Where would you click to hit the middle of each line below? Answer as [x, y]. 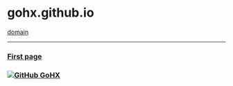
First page [25, 56]
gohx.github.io [51, 13]
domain [18, 32]
